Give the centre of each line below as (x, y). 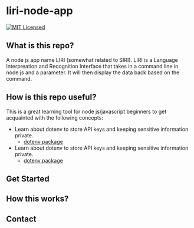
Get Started (28, 179)
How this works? (37, 199)
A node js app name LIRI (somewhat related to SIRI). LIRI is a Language (92, 60)
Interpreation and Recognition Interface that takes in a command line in (92, 66)
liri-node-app (40, 11)
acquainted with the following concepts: (55, 118)
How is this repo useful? (51, 98)
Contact (21, 219)
